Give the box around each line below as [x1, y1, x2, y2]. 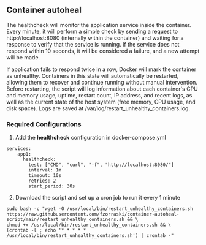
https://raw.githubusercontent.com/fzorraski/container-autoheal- [6, 211, 180, 217]
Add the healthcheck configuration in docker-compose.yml [15, 134, 167, 141]
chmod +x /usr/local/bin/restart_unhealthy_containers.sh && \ [6, 222, 172, 228]
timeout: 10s [28, 173, 62, 179]
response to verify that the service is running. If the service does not [6, 40, 180, 48]
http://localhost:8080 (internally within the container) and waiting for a [6, 34, 184, 42]
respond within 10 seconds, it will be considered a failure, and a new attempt [6, 47, 200, 55]
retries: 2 [28, 178, 56, 184]
